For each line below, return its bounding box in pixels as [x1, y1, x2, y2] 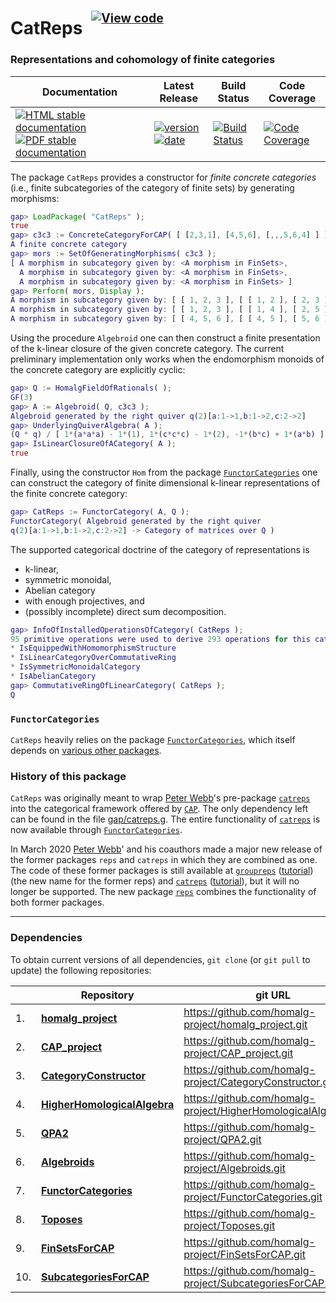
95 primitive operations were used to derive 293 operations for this [10, 634, 311, 644]
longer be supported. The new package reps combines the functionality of [10, 886, 317, 898]
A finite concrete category [10, 240, 128, 250]
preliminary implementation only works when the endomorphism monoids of [10, 353, 325, 365]
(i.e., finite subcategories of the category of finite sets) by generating [10, 181, 295, 194]
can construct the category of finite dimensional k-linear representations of [10, 477, 321, 489]
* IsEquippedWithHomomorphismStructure [10, 643, 177, 654]
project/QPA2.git [183, 1132, 262, 1146]
